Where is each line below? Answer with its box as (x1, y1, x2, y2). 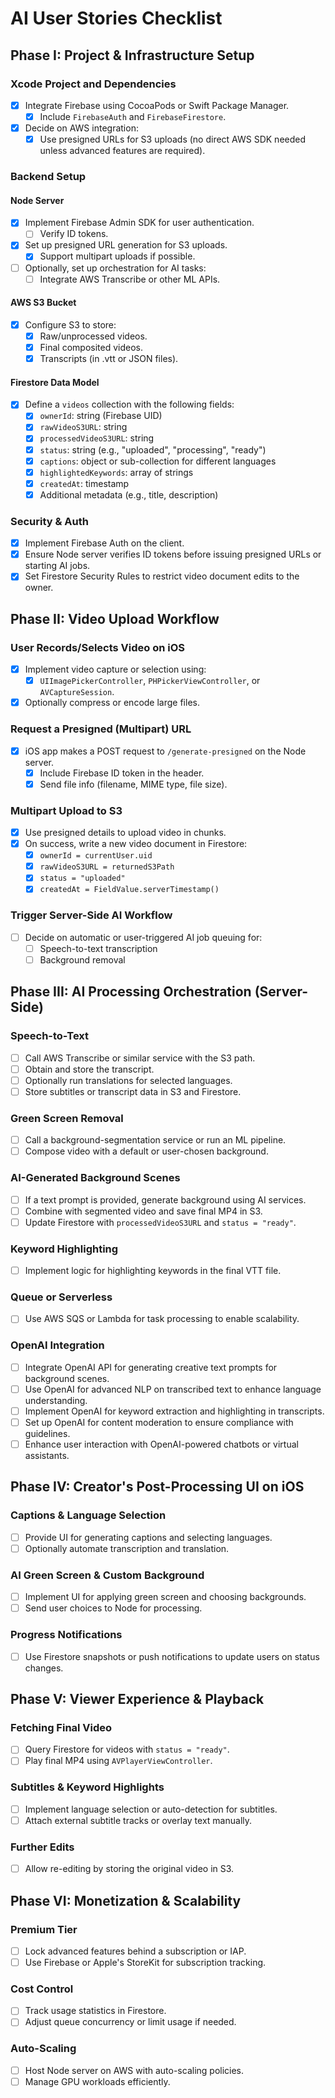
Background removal (39, 953, 126, 966)
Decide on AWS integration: (24, 122, 139, 134)
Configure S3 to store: (24, 318, 117, 331)
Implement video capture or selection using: (24, 663, 207, 676)
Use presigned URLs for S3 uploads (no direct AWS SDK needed (39, 133, 307, 146)
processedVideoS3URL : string (39, 432, 155, 444)
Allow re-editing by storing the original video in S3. (24, 1863, 235, 1875)
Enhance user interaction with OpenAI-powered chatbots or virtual (24, 1438, 299, 1450)
